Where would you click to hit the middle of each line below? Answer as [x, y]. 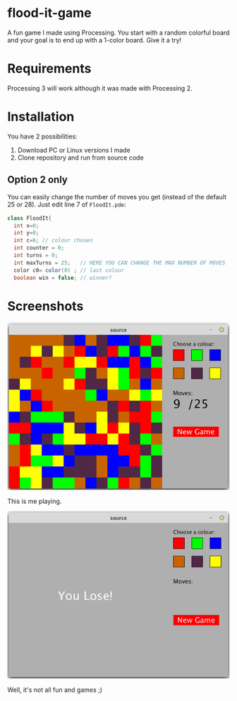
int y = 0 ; [26, 233]
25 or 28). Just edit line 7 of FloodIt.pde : [67, 204]
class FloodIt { [30, 218]
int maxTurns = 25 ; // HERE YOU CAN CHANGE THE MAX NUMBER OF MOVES [120, 263]
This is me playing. [35, 501]
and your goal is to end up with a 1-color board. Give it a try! [95, 40]
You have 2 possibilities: [42, 136]
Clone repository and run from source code [80, 158]
